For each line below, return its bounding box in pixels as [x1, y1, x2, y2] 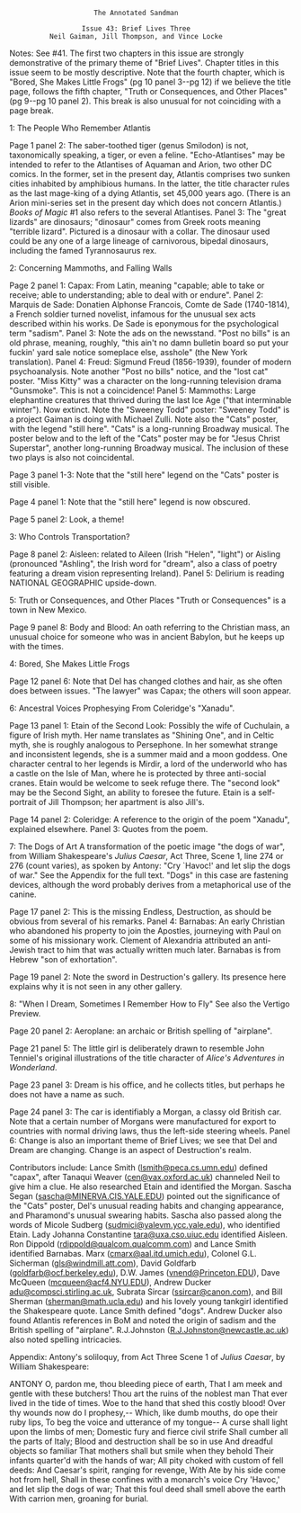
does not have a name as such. [9, 1089, 125, 1099]
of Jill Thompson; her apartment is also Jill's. [39, 797, 205, 807]
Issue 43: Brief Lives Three [81, 24, 191, 33]
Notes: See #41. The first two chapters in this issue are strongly [9, 48, 244, 58]
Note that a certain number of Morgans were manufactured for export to [9, 1116, 277, 1126]
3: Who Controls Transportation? [9, 532, 130, 542]
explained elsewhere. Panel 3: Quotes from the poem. [9, 824, 208, 834]
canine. [9, 889, 38, 900]
